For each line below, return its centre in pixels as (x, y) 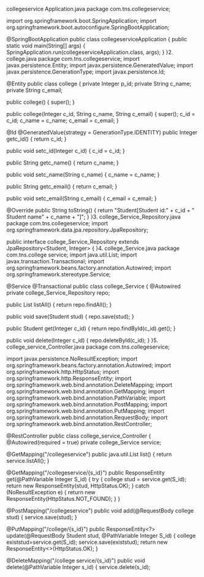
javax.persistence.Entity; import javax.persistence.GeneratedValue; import (100, 65)
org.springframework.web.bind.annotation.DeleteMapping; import (89, 385)
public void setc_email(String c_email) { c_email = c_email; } (82, 198)
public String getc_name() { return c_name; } (63, 163)
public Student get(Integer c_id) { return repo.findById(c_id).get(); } (91, 328)
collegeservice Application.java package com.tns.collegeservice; (88, 9)
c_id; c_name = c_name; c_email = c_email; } (63, 120)
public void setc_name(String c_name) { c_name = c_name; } (83, 175)
